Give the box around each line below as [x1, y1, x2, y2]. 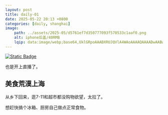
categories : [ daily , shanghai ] [5, 21, 70, 26]
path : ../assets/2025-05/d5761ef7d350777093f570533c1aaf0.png [14, 30, 146, 35]
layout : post [5, 7, 32, 12]
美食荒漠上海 [5, 80, 45, 88]
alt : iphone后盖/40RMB [14, 35, 60, 40]
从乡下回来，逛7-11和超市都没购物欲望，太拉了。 [5, 94, 105, 100]
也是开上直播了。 [5, 63, 40, 70]
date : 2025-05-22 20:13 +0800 [5, 16, 68, 21]
